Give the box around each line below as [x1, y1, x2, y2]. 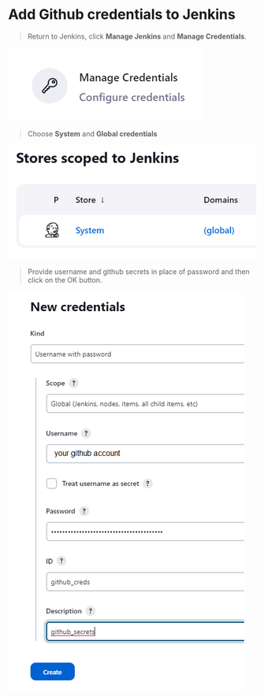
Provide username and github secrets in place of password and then [27, 267, 250, 276]
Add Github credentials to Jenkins [8, 6, 236, 24]
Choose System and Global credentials [27, 128, 158, 139]
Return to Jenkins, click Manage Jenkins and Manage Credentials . [27, 32, 247, 41]
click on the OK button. [27, 276, 102, 285]
